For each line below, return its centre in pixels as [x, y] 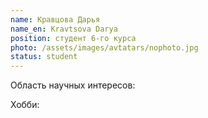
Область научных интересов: [73, 85]
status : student [44, 57]
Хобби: [25, 105]
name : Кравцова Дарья [55, 19]
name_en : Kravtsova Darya [64, 29]
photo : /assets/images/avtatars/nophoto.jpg [104, 47]
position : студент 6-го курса [73, 38]
